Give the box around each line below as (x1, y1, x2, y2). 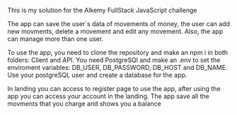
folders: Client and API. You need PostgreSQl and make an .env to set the (7, 56, 221, 64)
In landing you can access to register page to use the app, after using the (7, 85, 221, 92)
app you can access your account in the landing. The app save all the (7, 92, 210, 100)
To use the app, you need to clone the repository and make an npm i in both (7, 49, 229, 56)
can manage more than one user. (7, 35, 104, 43)
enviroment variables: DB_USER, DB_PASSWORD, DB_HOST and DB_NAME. (7, 63, 228, 71)
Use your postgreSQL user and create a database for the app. (7, 71, 187, 79)
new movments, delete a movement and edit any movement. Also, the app (7, 28, 224, 35)
